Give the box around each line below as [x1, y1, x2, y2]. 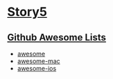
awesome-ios [17, 65, 57, 72]
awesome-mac [17, 57, 60, 65]
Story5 [7, 4, 47, 20]
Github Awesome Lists [7, 32, 106, 43]
